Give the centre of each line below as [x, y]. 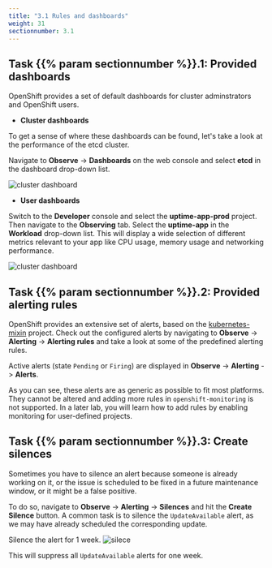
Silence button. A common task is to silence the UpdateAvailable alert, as [131, 515]
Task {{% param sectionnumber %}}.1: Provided [133, 64]
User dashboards [50, 200]
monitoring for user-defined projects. [70, 416]
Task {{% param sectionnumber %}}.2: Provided [134, 292]
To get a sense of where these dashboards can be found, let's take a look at [136, 136]
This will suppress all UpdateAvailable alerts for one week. [106, 555]
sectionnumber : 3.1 [41, 31]
